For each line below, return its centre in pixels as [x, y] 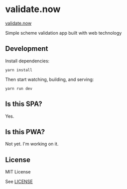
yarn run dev [19, 88]
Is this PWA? [25, 132]
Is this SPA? [24, 104]
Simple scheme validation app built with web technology [63, 33]
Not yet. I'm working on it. [32, 144]
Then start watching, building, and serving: [50, 79]
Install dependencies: [27, 61]
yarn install [19, 70]
